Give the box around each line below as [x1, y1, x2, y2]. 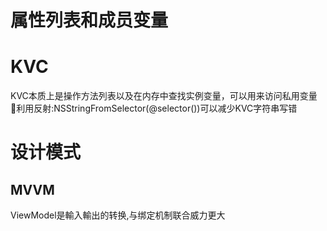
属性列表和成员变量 [10, 9, 169, 32]
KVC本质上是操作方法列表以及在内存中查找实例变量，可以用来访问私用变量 [10, 90, 318, 102]
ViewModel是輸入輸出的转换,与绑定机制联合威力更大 [10, 209, 226, 221]
